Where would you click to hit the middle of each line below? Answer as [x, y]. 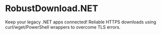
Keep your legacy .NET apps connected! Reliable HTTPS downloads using [81, 22]
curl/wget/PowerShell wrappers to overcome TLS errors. [63, 27]
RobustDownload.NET [52, 9]
